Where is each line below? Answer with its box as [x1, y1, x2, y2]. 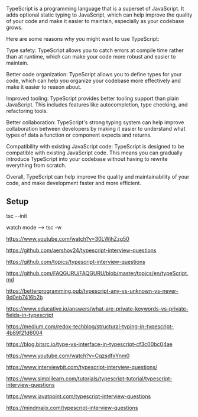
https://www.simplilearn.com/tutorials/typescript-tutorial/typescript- [6, 375, 173, 382]
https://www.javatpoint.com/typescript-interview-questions [6, 393, 151, 400]
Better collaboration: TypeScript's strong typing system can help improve [6, 119, 184, 126]
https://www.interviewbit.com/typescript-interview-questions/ [6, 363, 158, 370]
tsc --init [6, 212, 28, 219]
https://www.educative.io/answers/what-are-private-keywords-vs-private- [6, 305, 189, 312]
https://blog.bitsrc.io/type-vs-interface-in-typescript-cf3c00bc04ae [6, 340, 173, 348]
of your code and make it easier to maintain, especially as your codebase [6, 18, 184, 24]
